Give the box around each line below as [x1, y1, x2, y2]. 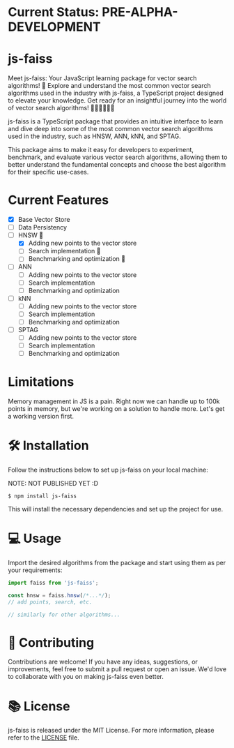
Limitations [8, 374, 75, 390]
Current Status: [8, 4, 100, 20]
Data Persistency [17, 223, 68, 232]
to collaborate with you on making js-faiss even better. [8, 673, 164, 681]
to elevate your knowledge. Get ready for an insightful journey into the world [8, 96, 227, 105]
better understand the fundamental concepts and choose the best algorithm [8, 160, 226, 169]
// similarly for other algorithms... [8, 611, 120, 618]
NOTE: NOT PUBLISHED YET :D [8, 479, 99, 488]
